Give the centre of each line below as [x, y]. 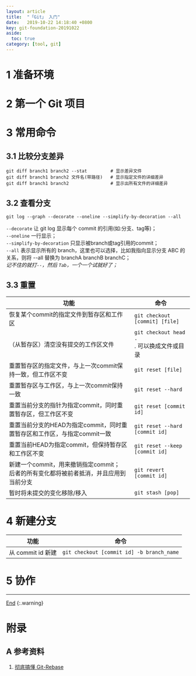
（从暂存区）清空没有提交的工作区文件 [62, 344]
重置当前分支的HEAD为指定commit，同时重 [68, 425]
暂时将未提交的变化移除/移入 [48, 493]
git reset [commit [160, 406]
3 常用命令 [31, 133]
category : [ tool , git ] [34, 44]
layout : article [26, 11]
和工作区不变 [27, 453]
